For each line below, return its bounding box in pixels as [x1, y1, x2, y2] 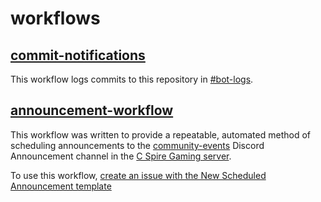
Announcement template [10, 180, 112, 192]
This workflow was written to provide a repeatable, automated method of [10, 128, 311, 141]
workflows [10, 7, 101, 30]
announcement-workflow [10, 102, 174, 119]
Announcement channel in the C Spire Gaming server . [10, 150, 232, 162]
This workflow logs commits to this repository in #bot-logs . [10, 73, 254, 85]
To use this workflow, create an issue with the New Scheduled [10, 169, 267, 181]
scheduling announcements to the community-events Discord [10, 139, 265, 151]
